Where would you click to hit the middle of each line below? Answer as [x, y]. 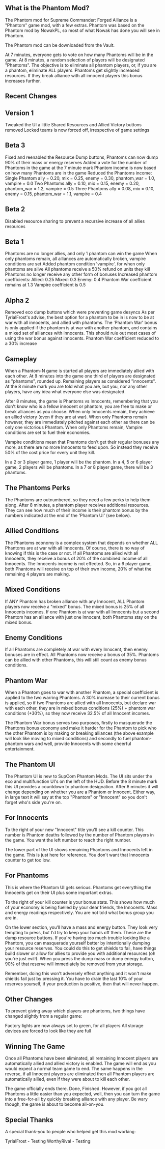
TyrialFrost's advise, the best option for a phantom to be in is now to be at [80, 317]
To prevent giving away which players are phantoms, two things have [75, 1011]
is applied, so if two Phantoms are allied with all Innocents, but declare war [81, 703]
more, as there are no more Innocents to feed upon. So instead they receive [82, 447]
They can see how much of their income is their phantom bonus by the [77, 510]
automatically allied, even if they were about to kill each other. [68, 1079]
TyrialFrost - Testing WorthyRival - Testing [48, 1141]
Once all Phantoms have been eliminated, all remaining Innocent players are [82, 1058]
